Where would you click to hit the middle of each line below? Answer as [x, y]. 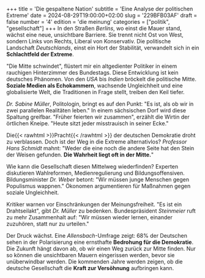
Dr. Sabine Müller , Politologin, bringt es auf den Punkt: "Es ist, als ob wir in [100, 104]
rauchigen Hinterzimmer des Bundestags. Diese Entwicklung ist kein [92, 72]
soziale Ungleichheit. [33, 192]
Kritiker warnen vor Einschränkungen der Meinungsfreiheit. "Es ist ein [94, 204]
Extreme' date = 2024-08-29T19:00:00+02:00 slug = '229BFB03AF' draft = [102, 15]
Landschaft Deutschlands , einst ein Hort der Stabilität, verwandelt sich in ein [103, 48]
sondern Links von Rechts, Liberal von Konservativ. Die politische [89, 41]
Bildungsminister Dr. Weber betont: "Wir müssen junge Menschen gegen [98, 179]
